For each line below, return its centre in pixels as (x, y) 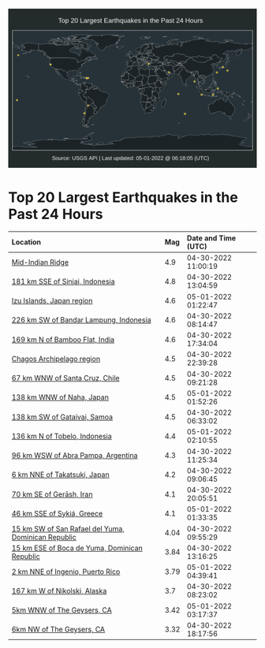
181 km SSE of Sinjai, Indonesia (63, 281)
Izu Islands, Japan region (52, 301)
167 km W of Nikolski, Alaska (59, 590)
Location (26, 242)
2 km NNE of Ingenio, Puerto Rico (66, 572)
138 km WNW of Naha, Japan (60, 397)
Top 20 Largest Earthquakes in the (123, 197)
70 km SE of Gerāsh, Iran (52, 494)
